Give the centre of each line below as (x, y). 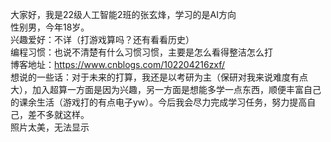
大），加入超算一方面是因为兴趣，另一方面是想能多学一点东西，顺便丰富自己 (166, 89)
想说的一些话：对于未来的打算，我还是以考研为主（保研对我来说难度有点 (159, 77)
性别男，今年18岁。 (50, 27)
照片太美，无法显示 (50, 127)
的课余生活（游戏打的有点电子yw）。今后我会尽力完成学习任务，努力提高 (159, 102)
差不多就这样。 (58, 114)
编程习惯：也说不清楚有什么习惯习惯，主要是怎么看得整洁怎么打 (141, 52)
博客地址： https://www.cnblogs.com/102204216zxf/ (118, 64)
